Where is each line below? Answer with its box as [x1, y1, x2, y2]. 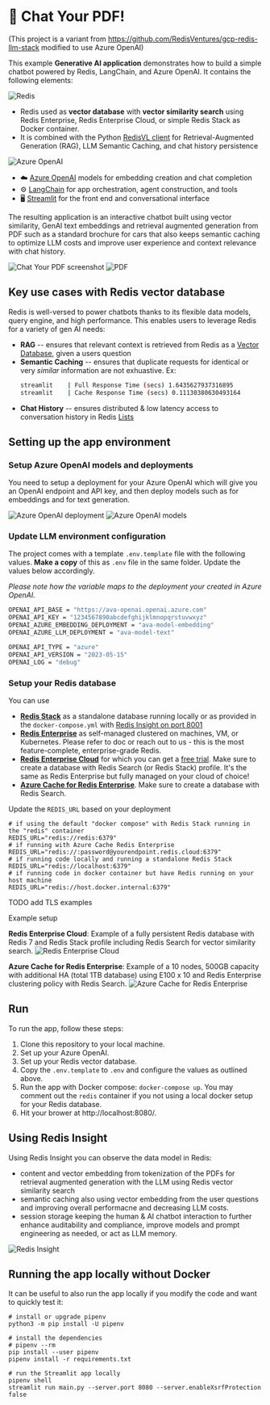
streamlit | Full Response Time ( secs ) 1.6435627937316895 [19, 381, 234, 389]
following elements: [8, 75, 74, 85]
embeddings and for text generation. [8, 495, 131, 505]
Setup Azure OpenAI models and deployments [8, 459, 193, 471]
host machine [8, 876, 52, 884]
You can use [8, 695, 50, 705]
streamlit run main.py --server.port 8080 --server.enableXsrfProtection [8, 1384, 262, 1392]
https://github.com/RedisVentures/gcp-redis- [107, 34, 258, 44]
